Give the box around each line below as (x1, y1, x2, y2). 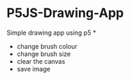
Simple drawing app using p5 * (6, 28, 96, 37)
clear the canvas (16, 57, 65, 65)
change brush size (16, 50, 71, 58)
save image (16, 64, 51, 73)
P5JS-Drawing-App (6, 5, 124, 21)
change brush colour (16, 42, 78, 50)
